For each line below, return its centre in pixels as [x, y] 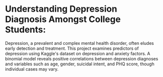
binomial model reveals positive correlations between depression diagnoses [81, 58]
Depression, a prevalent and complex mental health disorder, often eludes [80, 43]
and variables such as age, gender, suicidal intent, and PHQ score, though [80, 64]
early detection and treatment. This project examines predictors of [72, 48]
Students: [25, 30]
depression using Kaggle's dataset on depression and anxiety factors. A [78, 53]
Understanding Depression [61, 9]
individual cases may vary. [32, 69]
